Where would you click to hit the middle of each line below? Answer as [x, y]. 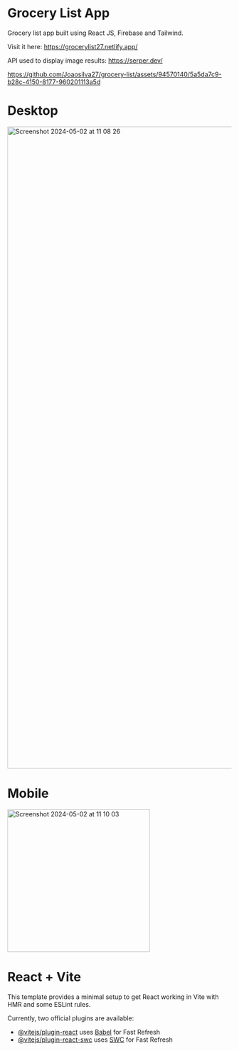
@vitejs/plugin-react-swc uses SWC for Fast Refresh [95, 1040]
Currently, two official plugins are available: [71, 1018]
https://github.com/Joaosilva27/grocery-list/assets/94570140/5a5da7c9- [115, 74]
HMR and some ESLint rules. [49, 1004]
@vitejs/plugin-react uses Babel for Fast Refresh [89, 1032]
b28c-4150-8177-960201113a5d [54, 82]
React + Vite [44, 977]
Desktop [33, 111]
